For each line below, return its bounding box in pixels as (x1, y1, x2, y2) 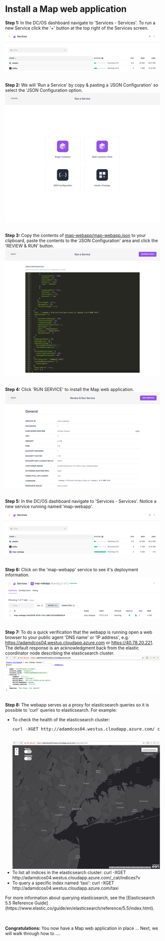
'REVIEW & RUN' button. (5, 243, 54, 248)
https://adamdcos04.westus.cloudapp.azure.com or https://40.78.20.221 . (5, 640, 154, 646)
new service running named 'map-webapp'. (5, 503, 93, 509)
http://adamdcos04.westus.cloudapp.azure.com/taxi (12, 885, 119, 891)
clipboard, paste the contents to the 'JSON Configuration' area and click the (5, 238, 158, 244)
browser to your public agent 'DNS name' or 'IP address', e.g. (5, 634, 129, 640)
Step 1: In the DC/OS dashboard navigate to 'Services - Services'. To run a (5, 20, 156, 26)
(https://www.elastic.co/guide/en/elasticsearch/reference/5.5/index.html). (5, 906, 155, 911)
